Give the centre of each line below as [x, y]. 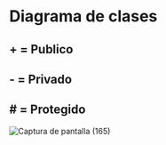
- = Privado [41, 79]
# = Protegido [47, 110]
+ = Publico [41, 49]
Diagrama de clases [83, 16]
